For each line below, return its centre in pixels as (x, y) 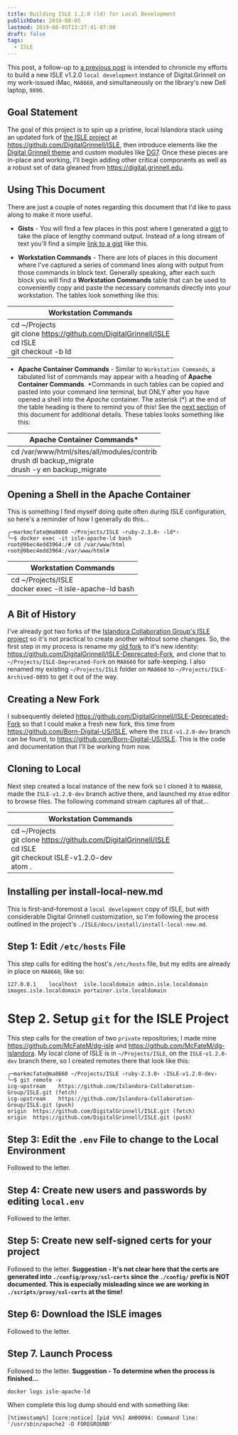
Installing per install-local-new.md (85, 892)
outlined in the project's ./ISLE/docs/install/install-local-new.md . (107, 924)
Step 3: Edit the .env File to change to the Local (113, 1139)
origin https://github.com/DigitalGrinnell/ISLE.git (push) (100, 1118)
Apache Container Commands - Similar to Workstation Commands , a (116, 369)
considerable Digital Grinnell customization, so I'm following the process (113, 917)
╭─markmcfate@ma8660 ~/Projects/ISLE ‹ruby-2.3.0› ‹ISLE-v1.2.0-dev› (113, 1074)
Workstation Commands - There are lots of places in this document (118, 257)
